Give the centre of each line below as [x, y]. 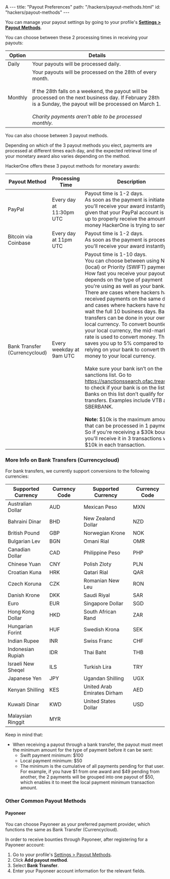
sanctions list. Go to [108, 375]
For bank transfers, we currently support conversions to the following [78, 471]
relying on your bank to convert [122, 350]
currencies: [17, 476]
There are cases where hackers [122, 292]
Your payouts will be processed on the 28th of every [94, 72]
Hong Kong [21, 612]
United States [99, 701]
